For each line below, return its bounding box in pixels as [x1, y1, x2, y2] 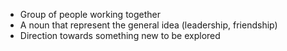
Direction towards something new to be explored [19, 30, 221, 41]
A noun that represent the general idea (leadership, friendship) [19, 19, 278, 31]
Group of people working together [19, 9, 162, 20]
